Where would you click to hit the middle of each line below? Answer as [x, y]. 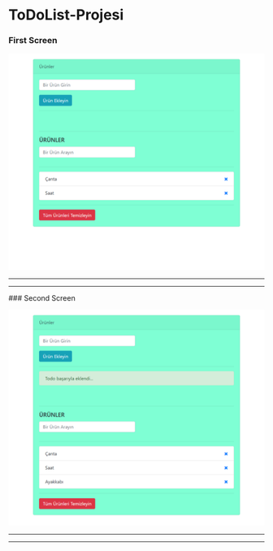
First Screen [33, 41]
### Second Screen [42, 297]
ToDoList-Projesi [66, 15]
